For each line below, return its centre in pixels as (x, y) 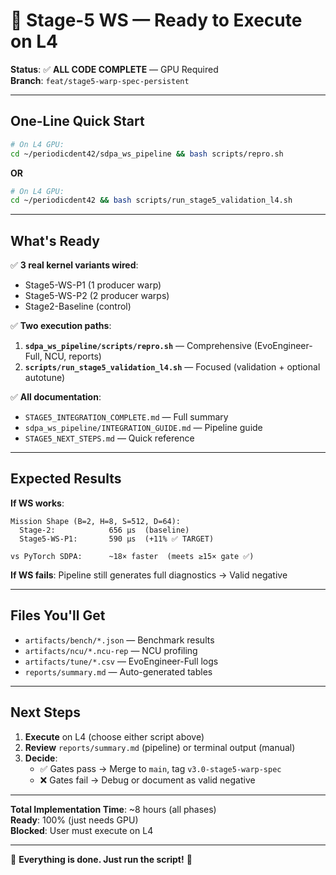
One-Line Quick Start (77, 121)
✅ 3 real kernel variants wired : (74, 265)
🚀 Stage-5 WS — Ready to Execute (156, 20)
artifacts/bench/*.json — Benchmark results (119, 640)
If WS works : (37, 503)
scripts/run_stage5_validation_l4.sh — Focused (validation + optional (172, 367)
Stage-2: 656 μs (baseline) (104, 530)
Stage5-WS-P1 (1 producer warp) (93, 285)
